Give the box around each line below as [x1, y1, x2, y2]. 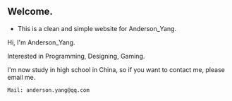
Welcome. [7, 6, 53, 18]
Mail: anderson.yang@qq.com [7, 86, 90, 94]
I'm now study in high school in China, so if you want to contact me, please [7, 65, 226, 73]
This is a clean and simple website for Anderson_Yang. [17, 24, 177, 32]
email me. [7, 73, 36, 81]
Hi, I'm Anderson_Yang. [7, 38, 75, 47]
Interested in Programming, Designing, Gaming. [7, 52, 145, 60]
